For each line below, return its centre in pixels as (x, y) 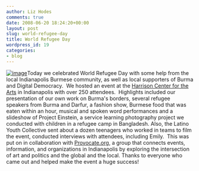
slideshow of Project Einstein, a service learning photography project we (95, 117)
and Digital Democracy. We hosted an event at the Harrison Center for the (97, 85)
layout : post (22, 28)
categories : (21, 51)
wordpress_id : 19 (28, 45)
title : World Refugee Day (38, 39)
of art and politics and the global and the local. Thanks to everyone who (94, 155)
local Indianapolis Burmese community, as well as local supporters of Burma (100, 79)
